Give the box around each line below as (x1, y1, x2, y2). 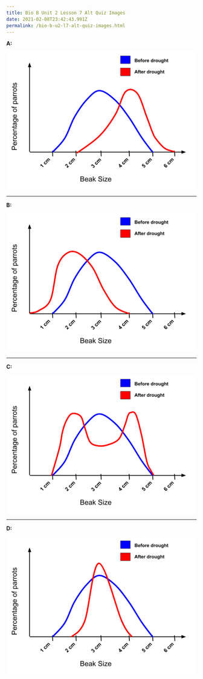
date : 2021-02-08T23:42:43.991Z (6, 16, 88, 22)
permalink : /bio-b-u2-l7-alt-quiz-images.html (6, 22, 126, 28)
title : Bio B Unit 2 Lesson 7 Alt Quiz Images (6, 10, 126, 16)
